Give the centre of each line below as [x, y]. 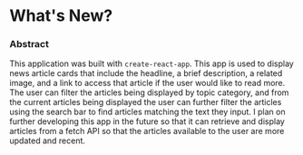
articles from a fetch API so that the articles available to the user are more [147, 131]
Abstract [29, 44]
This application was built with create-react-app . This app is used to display [152, 63]
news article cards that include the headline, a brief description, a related [146, 73]
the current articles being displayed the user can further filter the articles [146, 102]
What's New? [61, 16]
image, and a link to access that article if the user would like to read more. [147, 83]
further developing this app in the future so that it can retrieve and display [147, 121]
